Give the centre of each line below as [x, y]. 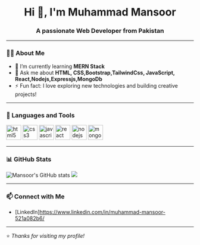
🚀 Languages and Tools [40, 115]
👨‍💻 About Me [25, 53]
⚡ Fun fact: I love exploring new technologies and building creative [96, 85]
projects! [26, 94]
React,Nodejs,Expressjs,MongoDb [59, 79]
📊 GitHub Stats [29, 159]
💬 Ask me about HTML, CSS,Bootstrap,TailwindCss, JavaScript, [95, 72]
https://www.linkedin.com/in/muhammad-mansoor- [102, 212]
